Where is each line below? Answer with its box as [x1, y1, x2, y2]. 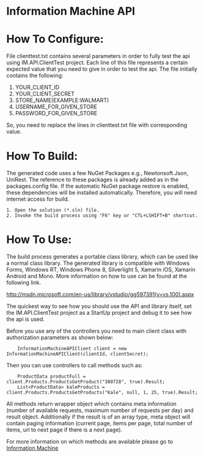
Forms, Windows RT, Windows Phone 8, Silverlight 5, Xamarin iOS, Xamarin [6, 266, 195, 273]
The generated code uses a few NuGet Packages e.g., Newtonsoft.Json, [6, 170, 189, 177]
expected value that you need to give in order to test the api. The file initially [6, 65, 197, 73]
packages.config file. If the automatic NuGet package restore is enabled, [6, 182, 189, 190]
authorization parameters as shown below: [6, 334, 114, 341]
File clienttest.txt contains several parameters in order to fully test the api [6, 52, 191, 60]
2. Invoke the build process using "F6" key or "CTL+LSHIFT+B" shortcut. [6, 212, 199, 219]
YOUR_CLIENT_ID [15, 84, 60, 91]
